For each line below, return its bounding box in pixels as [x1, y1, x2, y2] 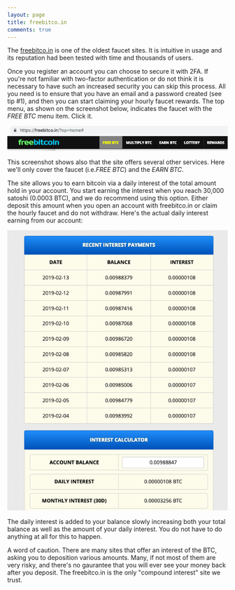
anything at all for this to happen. [7, 532, 103, 541]
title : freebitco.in [7, 18, 68, 26]
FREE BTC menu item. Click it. [7, 112, 93, 121]
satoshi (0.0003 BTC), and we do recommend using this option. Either [7, 194, 208, 202]
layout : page [7, 11, 45, 18]
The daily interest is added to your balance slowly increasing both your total [7, 518, 226, 526]
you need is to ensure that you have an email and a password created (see [7, 90, 222, 98]
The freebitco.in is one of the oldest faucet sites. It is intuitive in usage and [7, 46, 222, 55]
